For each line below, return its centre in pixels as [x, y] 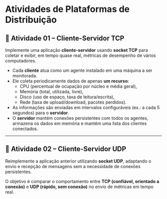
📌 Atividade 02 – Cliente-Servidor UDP [66, 149]
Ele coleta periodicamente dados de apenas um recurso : [71, 81]
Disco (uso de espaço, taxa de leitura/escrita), [67, 97]
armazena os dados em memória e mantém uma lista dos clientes [80, 123]
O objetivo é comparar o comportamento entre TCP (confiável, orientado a [82, 181]
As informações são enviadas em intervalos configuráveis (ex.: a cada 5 [86, 107]
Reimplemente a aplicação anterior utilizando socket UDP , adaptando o [78, 161]
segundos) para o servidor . [41, 113]
